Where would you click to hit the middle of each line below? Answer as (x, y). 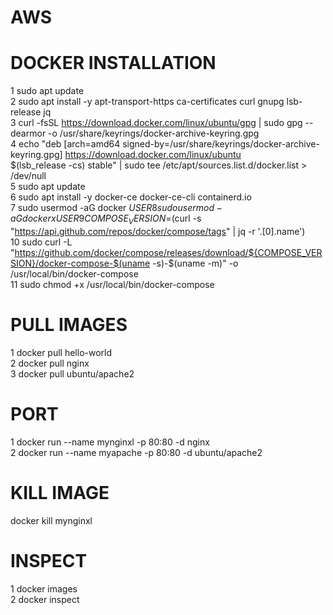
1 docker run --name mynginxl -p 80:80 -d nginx (110, 442)
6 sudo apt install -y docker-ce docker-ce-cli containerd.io (131, 197)
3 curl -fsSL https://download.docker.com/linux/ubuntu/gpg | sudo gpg (156, 123)
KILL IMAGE (60, 492)
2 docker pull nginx (50, 363)
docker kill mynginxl (51, 520)
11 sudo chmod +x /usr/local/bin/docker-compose (112, 284)
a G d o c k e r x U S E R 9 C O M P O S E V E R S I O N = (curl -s (106, 219)
